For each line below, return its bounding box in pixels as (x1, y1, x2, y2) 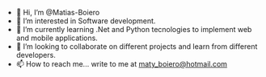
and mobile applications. (15, 33, 99, 43)
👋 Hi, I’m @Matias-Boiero (15, 8, 100, 17)
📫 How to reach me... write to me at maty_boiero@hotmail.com (15, 59, 228, 68)
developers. (15, 51, 57, 59)
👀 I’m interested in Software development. (15, 16, 156, 26)
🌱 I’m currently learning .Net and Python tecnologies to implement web (15, 25, 252, 34)
